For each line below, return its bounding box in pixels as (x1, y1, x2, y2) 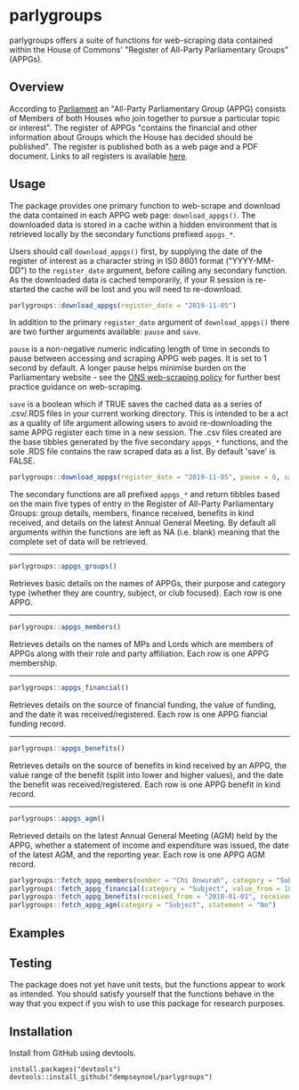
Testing (9, 955, 53, 971)
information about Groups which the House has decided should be (9, 131, 254, 143)
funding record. (9, 718, 67, 729)
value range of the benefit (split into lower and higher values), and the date (9, 769, 284, 780)
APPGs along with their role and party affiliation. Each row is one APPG (9, 648, 270, 660)
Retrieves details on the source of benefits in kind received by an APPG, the (9, 759, 287, 771)
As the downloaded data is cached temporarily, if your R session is (9, 274, 254, 285)
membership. (9, 658, 58, 668)
